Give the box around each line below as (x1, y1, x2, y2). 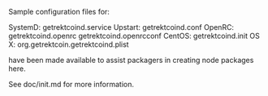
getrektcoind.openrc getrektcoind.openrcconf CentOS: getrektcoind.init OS (8, 31, 260, 40)
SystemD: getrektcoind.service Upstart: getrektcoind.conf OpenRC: (8, 23, 234, 31)
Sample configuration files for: (8, 7, 110, 16)
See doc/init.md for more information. (8, 80, 134, 89)
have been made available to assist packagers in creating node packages (8, 56, 254, 65)
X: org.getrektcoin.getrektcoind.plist (8, 40, 129, 49)
